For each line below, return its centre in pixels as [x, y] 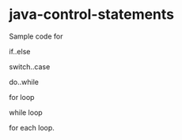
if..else [20, 51]
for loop [22, 97]
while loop [26, 112]
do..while [24, 82]
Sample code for [36, 36]
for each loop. [32, 127]
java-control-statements [92, 15]
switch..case [30, 66]
